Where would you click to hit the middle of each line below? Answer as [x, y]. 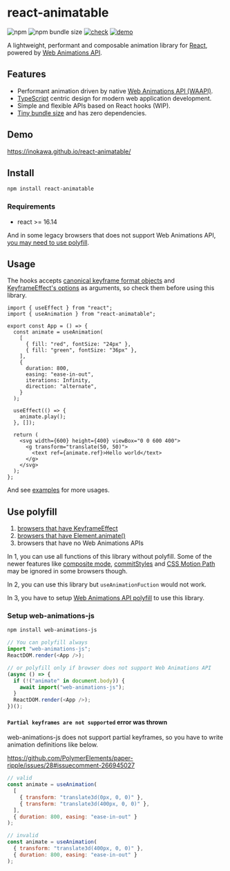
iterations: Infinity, [58, 381]
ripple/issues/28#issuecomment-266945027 [71, 765]
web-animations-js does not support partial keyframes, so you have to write [115, 738]
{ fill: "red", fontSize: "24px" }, [78, 344]
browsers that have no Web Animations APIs [80, 543]
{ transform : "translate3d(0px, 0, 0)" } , [82, 797]
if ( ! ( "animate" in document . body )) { [69, 681]
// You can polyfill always [48, 643]
